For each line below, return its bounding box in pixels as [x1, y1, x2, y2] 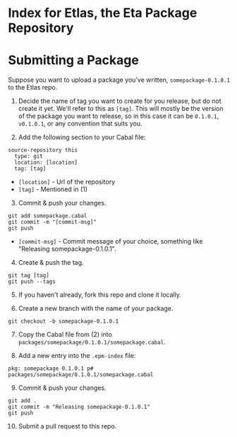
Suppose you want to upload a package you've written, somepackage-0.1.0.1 [8, 76, 230, 84]
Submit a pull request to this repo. [18, 422, 117, 431]
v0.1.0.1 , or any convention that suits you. [18, 119, 142, 128]
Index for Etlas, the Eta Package [8, 5, 197, 21]
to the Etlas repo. [8, 83, 58, 92]
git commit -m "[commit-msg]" [8, 219, 97, 226]
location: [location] [14, 159, 78, 167]
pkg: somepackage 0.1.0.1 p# [8, 365, 94, 372]
